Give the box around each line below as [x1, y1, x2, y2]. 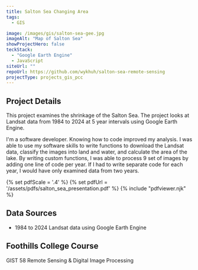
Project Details [6, 96, 61, 106]
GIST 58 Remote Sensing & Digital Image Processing [6, 256, 134, 264]
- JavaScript [11, 57, 44, 64]
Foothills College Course [6, 241, 99, 251]
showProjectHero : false [6, 41, 65, 47]
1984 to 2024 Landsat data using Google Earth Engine [14, 224, 147, 231]
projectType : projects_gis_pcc [6, 74, 83, 80]
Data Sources [6, 208, 57, 219]
